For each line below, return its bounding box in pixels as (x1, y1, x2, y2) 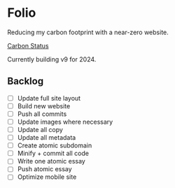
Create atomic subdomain (17, 141, 92, 150)
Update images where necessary (17, 117, 113, 126)
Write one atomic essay (17, 157, 85, 166)
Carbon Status (7, 41, 49, 50)
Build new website (17, 101, 71, 110)
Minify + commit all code (17, 149, 90, 158)
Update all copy (17, 126, 63, 133)
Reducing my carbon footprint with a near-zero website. (7, 28, 169, 36)
